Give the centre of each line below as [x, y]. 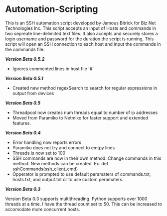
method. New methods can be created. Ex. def [60, 163]
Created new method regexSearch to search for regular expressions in [85, 88]
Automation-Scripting [52, 9]
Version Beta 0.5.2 [25, 59]
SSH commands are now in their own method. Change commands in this [87, 158]
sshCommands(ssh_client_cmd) [45, 169]
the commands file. [25, 49]
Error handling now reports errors [47, 142]
